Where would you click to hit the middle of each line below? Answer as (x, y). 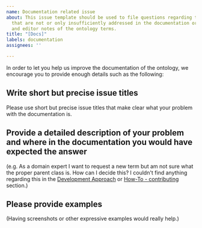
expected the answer (47, 152)
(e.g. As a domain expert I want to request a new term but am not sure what (100, 166)
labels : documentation (35, 40)
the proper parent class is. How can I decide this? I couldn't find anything (97, 173)
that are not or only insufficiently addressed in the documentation (100, 23)
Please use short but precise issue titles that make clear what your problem (99, 107)
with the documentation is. (39, 114)
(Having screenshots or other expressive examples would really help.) (93, 219)
